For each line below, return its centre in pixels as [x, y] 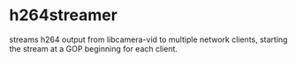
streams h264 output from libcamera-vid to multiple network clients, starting [148, 39]
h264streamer [63, 15]
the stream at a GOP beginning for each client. [94, 48]
